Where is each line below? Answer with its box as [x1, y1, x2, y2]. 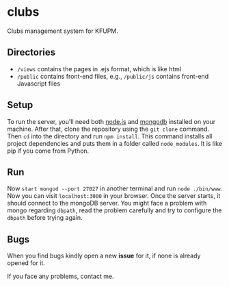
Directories [7, 47, 56, 58]
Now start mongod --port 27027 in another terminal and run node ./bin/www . [7, 184, 223, 192]
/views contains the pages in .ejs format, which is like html [16, 64, 182, 73]
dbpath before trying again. [7, 214, 83, 222]
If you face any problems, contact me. [7, 272, 114, 281]
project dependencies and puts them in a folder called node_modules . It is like [7, 139, 222, 147]
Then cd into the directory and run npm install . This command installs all [7, 132, 213, 140]
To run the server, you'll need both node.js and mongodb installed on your [7, 117, 216, 125]
